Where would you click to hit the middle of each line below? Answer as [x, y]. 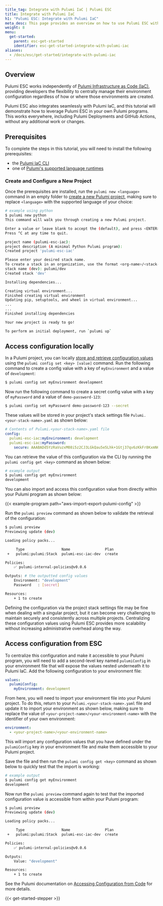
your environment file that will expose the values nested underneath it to [77, 666]
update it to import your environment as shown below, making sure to [74, 708]
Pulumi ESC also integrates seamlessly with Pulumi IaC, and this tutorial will [80, 106]
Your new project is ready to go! [40, 322]
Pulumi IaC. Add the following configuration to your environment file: [73, 671]
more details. [18, 889]
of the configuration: [25, 518]
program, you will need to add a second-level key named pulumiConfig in [78, 661]
